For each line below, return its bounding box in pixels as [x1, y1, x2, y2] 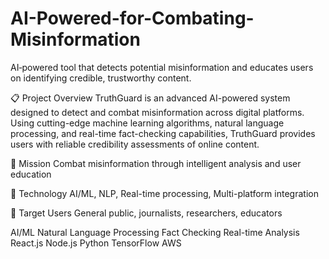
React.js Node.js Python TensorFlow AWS [10, 237, 182, 249]
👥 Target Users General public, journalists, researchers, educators [10, 207, 283, 219]
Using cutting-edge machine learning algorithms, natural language [10, 117, 285, 129]
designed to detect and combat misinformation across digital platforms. [10, 106, 305, 118]
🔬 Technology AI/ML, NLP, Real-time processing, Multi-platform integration [10, 187, 319, 199]
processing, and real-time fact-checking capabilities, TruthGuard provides [10, 127, 316, 139]
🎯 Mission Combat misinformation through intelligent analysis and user [10, 157, 302, 169]
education [10, 168, 52, 180]
